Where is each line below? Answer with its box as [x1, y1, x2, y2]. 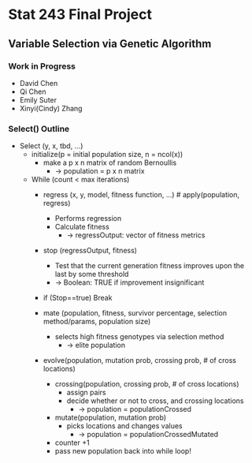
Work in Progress [8, 61, 76, 72]
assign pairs [66, 388, 106, 398]
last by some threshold [54, 270, 129, 279]
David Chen [19, 78, 58, 88]
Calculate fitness [54, 222, 110, 232]
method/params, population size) [43, 317, 151, 327]
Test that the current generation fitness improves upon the [54, 261, 245, 271]
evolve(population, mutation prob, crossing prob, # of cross [43, 356, 236, 365]
